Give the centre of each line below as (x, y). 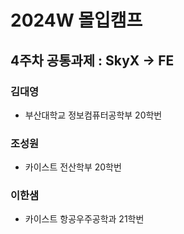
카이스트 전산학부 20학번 (73, 167)
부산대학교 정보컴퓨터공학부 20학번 (93, 115)
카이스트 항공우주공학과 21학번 (84, 219)
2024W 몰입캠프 (76, 20)
